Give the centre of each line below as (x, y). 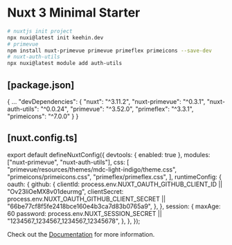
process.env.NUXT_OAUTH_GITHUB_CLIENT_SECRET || (87, 199)
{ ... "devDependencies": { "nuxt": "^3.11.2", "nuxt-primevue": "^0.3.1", (106, 101)
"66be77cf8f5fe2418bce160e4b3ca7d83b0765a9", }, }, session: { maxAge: (114, 206)
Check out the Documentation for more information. (81, 234)
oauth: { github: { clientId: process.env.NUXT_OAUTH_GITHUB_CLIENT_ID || (115, 184)
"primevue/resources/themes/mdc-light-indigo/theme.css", (92, 169)
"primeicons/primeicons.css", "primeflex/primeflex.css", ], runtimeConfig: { (114, 176)
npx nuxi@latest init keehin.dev (55, 37)
